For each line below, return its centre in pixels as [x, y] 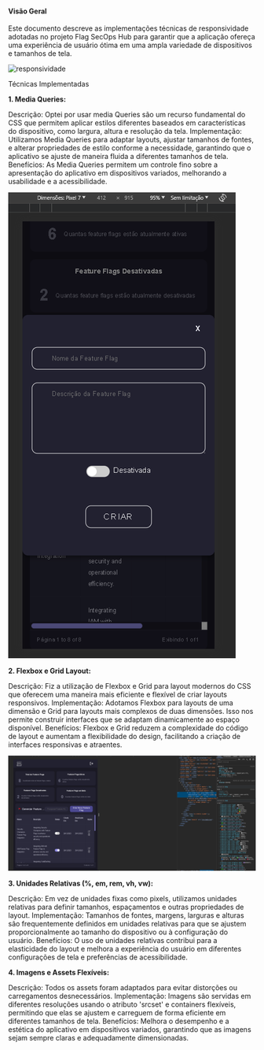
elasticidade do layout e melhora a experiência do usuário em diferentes [125, 948]
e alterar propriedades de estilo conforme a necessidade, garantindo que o [130, 148]
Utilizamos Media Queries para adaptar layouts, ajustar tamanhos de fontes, [131, 140]
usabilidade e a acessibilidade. [58, 182]
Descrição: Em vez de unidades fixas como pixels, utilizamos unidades [123, 898]
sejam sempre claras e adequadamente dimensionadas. [99, 1037]
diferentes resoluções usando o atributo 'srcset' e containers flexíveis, [122, 1004]
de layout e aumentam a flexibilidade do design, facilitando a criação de [125, 737]
